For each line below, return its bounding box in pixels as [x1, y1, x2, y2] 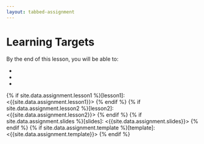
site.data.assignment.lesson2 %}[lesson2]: [6, 105, 114, 112]
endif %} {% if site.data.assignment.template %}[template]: [6, 124, 155, 131]
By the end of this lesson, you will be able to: [6, 55, 119, 63]
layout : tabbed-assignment [6, 9, 75, 15]
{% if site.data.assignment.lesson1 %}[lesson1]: [6, 92, 125, 99]
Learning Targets [6, 35, 95, 49]
